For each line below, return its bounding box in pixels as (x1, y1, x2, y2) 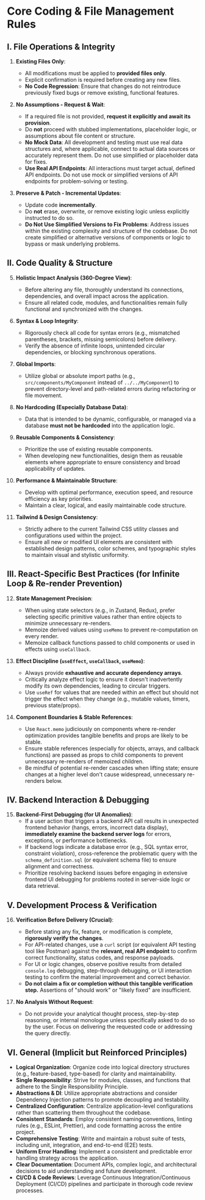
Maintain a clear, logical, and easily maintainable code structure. (24, 501, 187, 509)
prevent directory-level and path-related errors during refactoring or (24, 385, 196, 392)
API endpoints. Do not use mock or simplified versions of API (24, 171, 178, 178)
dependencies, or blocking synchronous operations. (24, 348, 156, 355)
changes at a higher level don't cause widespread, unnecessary (24, 771, 186, 778)
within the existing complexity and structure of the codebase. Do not (24, 227, 198, 235)
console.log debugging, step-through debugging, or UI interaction (24, 967, 192, 975)
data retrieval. (24, 882, 60, 890)
